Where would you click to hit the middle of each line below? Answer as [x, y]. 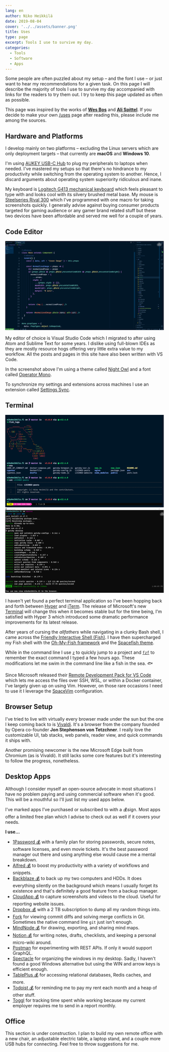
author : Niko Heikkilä [29, 16]
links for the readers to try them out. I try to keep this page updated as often [84, 95]
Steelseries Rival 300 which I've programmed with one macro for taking [79, 200]
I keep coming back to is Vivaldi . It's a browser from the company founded [82, 724]
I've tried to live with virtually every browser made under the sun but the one [84, 719]
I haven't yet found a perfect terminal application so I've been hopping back [84, 600]
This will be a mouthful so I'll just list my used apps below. [65, 799]
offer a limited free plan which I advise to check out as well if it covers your [83, 817]
